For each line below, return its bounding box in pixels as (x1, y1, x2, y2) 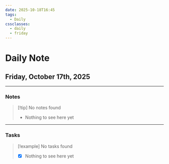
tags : (5, 12, 17, 17)
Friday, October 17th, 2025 (5, 72, 91, 81)
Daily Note (5, 52, 50, 64)
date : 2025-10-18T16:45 (5, 7, 55, 13)
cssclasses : (5, 21, 30, 27)
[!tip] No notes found (17, 105, 61, 111)
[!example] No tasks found (17, 143, 73, 149)
